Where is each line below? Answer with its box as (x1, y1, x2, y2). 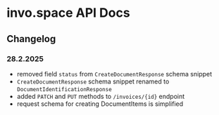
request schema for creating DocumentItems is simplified (16, 100, 184, 108)
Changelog (6, 33, 56, 45)
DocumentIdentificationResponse (16, 86, 112, 93)
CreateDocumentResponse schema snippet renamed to (16, 77, 170, 86)
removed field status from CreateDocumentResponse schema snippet (16, 69, 213, 78)
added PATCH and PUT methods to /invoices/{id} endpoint (16, 92, 185, 100)
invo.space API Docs (6, 5, 131, 21)
